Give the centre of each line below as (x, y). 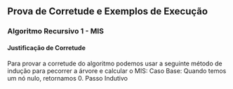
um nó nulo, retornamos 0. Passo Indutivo (68, 78)
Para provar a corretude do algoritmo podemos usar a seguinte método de (115, 63)
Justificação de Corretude (46, 47)
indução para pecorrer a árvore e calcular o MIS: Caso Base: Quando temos (117, 71)
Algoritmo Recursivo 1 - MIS (55, 31)
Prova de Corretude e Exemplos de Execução (108, 11)
